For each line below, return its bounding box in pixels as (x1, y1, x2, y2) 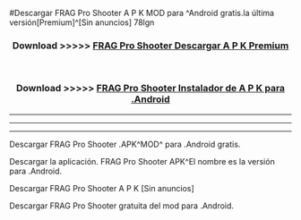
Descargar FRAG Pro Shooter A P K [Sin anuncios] (9, 182, 194, 193)
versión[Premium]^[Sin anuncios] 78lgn (9, 17, 155, 28)
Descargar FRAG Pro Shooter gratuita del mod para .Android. (9, 200, 235, 211)
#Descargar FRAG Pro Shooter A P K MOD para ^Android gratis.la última (9, 8, 275, 18)
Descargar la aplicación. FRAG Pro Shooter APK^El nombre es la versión (9, 156, 275, 166)
